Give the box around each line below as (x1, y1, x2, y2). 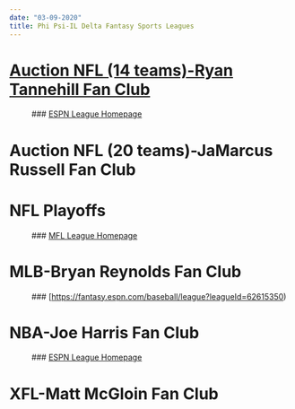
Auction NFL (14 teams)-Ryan (9, 60, 234, 81)
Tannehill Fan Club (9, 79, 151, 100)
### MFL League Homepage (30, 230, 138, 240)
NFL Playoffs (9, 200, 106, 221)
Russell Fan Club (9, 159, 136, 179)
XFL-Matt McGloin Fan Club (9, 383, 220, 404)
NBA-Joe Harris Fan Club (9, 322, 200, 343)
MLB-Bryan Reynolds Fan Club (9, 261, 242, 282)
